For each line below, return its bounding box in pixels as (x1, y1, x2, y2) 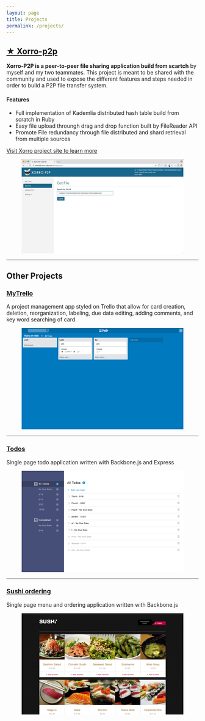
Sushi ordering (6, 587, 51, 596)
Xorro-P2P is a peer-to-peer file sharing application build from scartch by (6, 62, 197, 70)
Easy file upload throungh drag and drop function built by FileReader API (15, 122, 198, 130)
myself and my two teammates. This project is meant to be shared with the (6, 69, 194, 76)
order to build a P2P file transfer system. (6, 82, 108, 89)
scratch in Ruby (15, 116, 55, 123)
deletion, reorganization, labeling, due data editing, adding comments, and (6, 309, 193, 317)
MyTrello (6, 289, 34, 298)
